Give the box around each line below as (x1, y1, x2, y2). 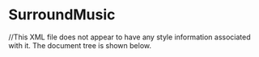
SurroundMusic (8, 6, 116, 24)
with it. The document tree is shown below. (8, 40, 152, 50)
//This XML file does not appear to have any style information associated (8, 32, 251, 42)
